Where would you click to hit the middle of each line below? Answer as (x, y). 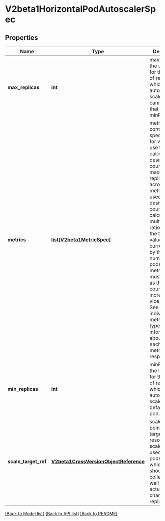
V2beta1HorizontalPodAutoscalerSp (81, 9)
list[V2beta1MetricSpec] (81, 240)
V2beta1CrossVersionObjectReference (98, 462)
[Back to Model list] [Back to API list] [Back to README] (61, 514)
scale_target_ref (27, 462)
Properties (22, 38)
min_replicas (23, 389)
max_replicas (24, 87)
